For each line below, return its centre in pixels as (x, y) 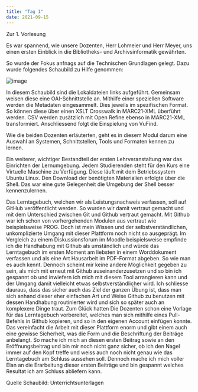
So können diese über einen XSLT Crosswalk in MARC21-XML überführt (94, 111)
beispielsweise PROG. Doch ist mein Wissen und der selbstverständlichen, (97, 227)
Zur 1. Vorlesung (26, 34)
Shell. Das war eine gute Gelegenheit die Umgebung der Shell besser (90, 184)
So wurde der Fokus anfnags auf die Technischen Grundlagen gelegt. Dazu (98, 63)
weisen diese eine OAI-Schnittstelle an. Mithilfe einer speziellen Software (95, 99)
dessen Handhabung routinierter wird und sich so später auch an (85, 302)
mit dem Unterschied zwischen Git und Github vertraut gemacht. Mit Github (98, 214)
